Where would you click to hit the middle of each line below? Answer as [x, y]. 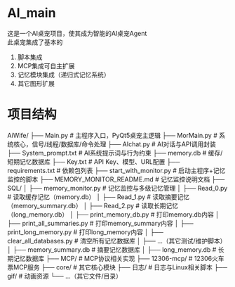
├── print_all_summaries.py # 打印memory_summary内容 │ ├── [101, 223]
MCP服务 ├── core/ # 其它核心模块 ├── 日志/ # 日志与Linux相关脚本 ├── [120, 267]
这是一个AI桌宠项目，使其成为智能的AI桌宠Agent [77, 33]
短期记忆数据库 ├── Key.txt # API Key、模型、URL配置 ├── [94, 161]
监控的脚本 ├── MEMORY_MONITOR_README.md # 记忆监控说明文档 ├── [116, 179]
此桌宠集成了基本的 [35, 42]
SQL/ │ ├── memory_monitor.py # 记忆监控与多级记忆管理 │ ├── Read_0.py [117, 188]
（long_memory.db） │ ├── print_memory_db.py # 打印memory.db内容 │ [113, 214]
